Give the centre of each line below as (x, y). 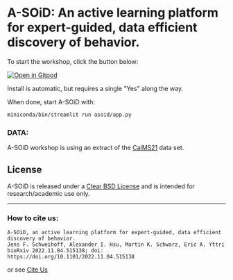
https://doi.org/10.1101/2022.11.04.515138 (71, 257)
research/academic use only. (49, 193)
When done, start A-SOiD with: (51, 101)
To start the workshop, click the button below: (73, 61)
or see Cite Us (28, 270)
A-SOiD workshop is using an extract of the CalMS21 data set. (96, 148)
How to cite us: (33, 218)
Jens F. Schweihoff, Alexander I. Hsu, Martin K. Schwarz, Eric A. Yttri (116, 245)
